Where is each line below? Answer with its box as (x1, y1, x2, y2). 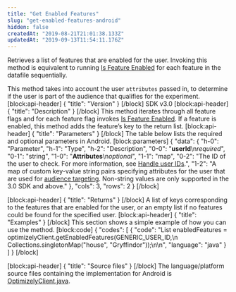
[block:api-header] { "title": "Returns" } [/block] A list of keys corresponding (7, 195, 228, 205)
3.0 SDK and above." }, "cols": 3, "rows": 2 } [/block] (7, 182, 160, 190)
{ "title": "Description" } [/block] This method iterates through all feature (7, 107, 216, 116)
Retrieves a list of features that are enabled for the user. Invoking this (7, 56, 208, 64)
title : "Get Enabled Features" (7, 10, 99, 18)
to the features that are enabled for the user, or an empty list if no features (7, 203, 223, 212)
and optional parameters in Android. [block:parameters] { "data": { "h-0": (7, 137, 220, 145)
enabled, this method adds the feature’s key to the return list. (7, 122, 184, 130)
